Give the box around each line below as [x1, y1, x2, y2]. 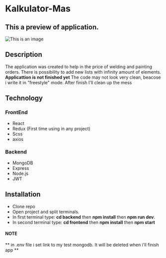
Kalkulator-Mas [5, 3, 71, 14]
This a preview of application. [5, 23, 99, 31]
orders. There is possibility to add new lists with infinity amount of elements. [5, 69, 162, 75]
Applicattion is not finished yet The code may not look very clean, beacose [5, 74, 161, 80]
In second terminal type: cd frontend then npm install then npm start [12, 219, 155, 225]
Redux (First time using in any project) [12, 126, 90, 131]
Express [12, 165, 29, 171]
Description [5, 50, 42, 59]
